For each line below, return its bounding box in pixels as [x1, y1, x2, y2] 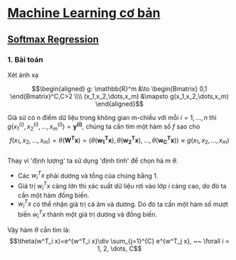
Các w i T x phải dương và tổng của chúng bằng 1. [17, 170, 159, 182]
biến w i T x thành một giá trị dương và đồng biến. [17, 209, 158, 220]
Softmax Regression [7, 33, 100, 45]
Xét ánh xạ [7, 70, 39, 79]
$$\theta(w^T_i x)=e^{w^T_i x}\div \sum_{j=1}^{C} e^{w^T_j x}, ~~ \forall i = [9, 237, 230, 245]
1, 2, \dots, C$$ [97, 244, 142, 253]
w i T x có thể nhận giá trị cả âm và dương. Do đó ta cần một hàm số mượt [17, 198, 229, 210]
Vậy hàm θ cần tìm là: [7, 225, 71, 234]
